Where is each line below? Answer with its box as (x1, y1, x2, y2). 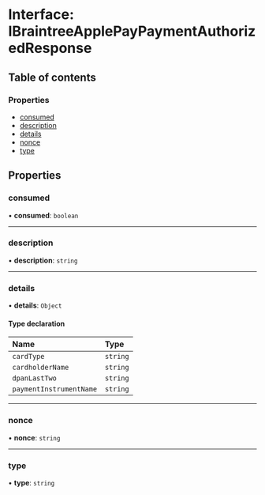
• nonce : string (8, 433, 61, 442)
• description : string (8, 255, 78, 265)
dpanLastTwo (12, 374, 58, 383)
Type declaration (8, 319, 65, 328)
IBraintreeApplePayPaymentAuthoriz (8, 22, 256, 40)
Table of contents (8, 70, 96, 84)
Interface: (8, 6, 75, 24)
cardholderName (12, 363, 69, 372)
